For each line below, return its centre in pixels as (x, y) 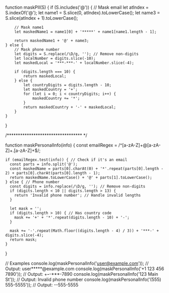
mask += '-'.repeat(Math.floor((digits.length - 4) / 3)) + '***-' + (84, 231)
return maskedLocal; (45, 76)
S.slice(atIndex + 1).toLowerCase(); (42, 18)
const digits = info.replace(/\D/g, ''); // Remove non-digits (77, 187)
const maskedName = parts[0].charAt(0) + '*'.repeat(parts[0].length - (87, 169)
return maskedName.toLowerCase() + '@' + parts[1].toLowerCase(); (81, 177)
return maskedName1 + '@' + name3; (52, 41)
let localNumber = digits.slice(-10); (55, 58)
